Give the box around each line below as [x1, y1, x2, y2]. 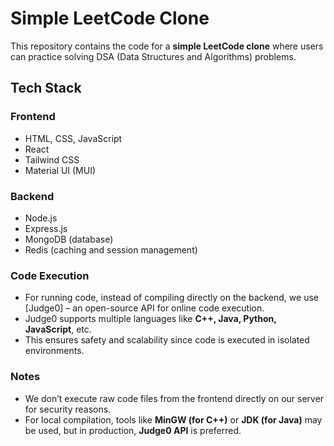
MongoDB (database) [24, 233, 114, 245]
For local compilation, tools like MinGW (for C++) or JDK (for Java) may [24, 413, 323, 426]
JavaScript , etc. [24, 323, 92, 336]
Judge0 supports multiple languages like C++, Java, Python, [24, 313, 277, 325]
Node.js [24, 212, 58, 224]
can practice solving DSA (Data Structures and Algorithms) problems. [10, 50, 297, 62]
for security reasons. [24, 403, 112, 415]
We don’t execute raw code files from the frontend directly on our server [24, 392, 325, 404]
